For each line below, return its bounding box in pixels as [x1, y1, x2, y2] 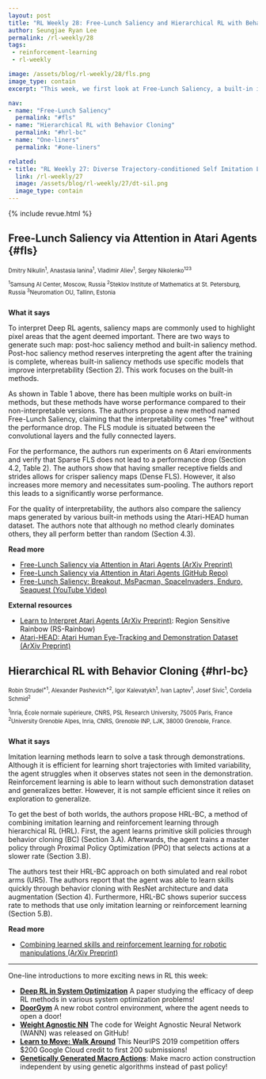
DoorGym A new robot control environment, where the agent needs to [19, 1003, 249, 1012]
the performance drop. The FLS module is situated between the [8, 423, 216, 433]
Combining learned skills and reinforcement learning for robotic [19, 940, 227, 949]
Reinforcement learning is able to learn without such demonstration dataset [8, 777, 254, 787]
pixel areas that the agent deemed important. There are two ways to [8, 332, 230, 341]
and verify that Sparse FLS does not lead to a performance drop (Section [8, 455, 246, 464]
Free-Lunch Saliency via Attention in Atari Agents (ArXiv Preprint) [19, 560, 234, 570]
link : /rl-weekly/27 [15, 172, 83, 181]
